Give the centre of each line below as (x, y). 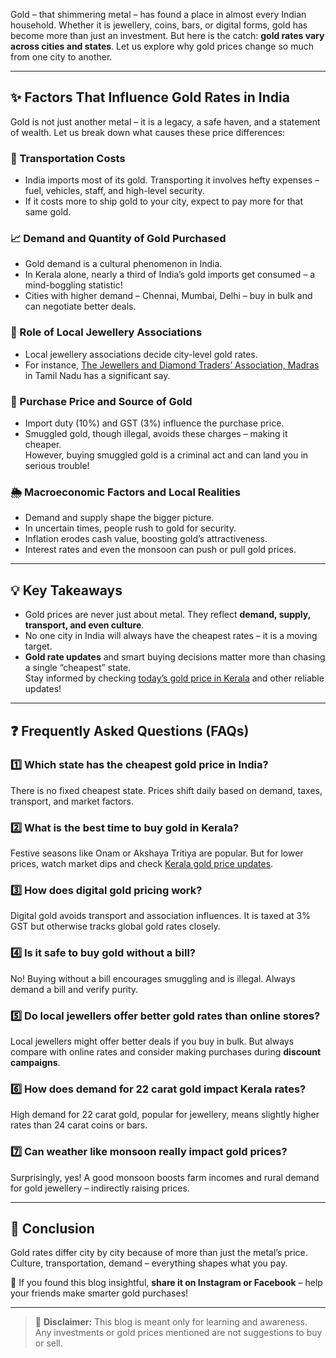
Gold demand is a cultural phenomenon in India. (123, 264)
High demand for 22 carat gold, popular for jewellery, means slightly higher (165, 1115)
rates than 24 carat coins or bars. (79, 1125)
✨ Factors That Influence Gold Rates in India (150, 97)
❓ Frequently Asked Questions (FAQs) (130, 730)
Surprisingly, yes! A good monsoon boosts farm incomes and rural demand (165, 1177)
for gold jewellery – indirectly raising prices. (100, 1188)
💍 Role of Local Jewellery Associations (106, 332)
